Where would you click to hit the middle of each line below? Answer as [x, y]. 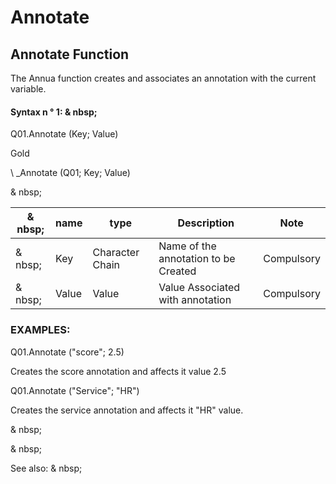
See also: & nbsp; [46, 468]
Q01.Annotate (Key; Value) [64, 134]
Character [116, 253]
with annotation [195, 300]
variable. [28, 89]
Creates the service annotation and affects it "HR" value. [127, 410]
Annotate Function [70, 54]
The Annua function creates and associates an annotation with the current [163, 78]
